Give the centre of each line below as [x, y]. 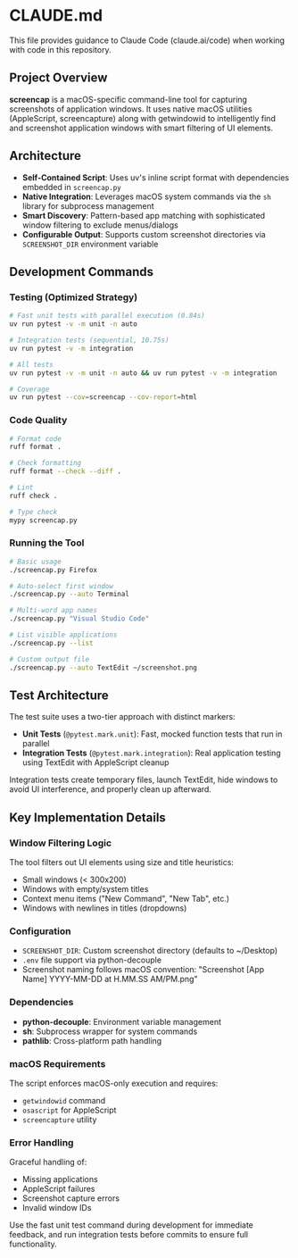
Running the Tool [47, 543]
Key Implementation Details [88, 817]
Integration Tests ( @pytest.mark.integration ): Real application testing [151, 753]
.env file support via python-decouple [92, 960]
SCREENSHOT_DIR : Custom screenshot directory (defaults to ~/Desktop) [150, 951]
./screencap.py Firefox [54, 570]
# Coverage [29, 389]
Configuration [40, 931]
